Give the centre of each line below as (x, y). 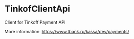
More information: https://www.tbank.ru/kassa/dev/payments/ (67, 31)
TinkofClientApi (37, 9)
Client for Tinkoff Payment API (35, 22)
